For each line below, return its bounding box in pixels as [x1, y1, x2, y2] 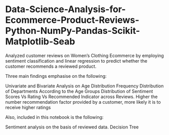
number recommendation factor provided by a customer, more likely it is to [5, 99, 161, 105]
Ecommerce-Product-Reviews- [5, 14, 140, 26]
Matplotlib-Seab [5, 36, 75, 48]
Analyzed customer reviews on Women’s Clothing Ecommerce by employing [5, 52, 164, 59]
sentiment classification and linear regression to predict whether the [5, 58, 148, 64]
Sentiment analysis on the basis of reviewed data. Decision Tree [5, 124, 139, 130]
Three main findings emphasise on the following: [5, 73, 107, 79]
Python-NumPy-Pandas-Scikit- [5, 25, 140, 36]
